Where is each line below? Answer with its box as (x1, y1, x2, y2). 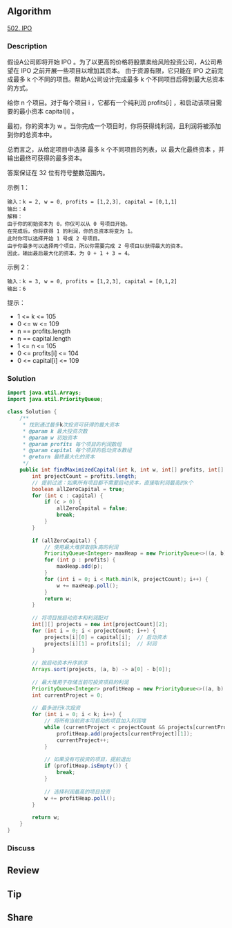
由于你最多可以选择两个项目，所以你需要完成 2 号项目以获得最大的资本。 (7, 242, 186, 250)
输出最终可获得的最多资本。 (7, 154, 86, 162)
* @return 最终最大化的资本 (22, 454, 95, 461)
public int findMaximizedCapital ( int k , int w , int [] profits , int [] (19, 467, 224, 474)
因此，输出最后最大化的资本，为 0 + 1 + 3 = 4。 (7, 250, 133, 257)
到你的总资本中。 (7, 131, 56, 139)
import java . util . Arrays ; (7, 389, 81, 397)
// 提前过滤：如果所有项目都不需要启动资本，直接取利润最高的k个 (32, 479, 193, 486)
